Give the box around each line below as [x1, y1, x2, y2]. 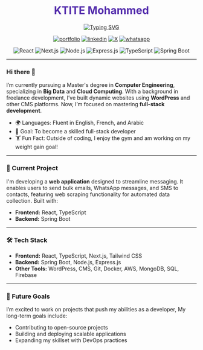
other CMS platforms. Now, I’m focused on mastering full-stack [6, 101, 165, 108]
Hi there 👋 [6, 68, 36, 76]
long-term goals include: [6, 312, 68, 320]
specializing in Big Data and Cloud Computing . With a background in [6, 88, 178, 95]
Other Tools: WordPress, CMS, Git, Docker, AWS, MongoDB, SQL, [14, 265, 179, 272]
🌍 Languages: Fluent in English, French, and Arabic [14, 119, 144, 127]
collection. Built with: [6, 197, 59, 204]
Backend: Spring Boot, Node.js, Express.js [14, 258, 121, 266]
